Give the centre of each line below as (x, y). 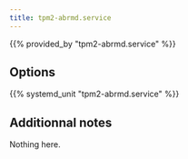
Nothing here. (35, 144)
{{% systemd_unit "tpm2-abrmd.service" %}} (94, 94)
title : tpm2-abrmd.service (60, 18)
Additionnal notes (61, 122)
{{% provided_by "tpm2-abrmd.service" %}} (93, 44)
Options (33, 72)
